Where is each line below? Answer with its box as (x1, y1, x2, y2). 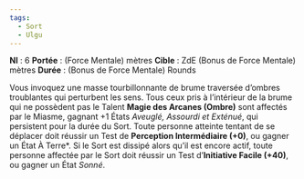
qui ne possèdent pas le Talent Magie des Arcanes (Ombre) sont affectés (9, 102, 288, 113)
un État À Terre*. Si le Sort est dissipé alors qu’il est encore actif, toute (9, 140, 274, 151)
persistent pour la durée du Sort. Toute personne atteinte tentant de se (9, 121, 276, 132)
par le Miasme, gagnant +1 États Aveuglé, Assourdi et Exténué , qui (9, 111, 258, 123)
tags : (9, 13, 30, 23)
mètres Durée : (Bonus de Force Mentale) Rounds (9, 65, 196, 75)
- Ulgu (17, 30, 43, 39)
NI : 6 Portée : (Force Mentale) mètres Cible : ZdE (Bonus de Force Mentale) (9, 55, 297, 66)
